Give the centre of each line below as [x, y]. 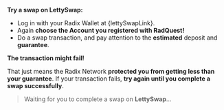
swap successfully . [35, 86]
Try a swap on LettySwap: [45, 10]
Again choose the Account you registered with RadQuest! [101, 30]
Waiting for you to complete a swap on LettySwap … [98, 99]
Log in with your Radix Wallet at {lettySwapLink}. [86, 23]
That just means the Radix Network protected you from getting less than [111, 71]
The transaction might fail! [46, 58]
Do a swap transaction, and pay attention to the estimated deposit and [117, 38]
